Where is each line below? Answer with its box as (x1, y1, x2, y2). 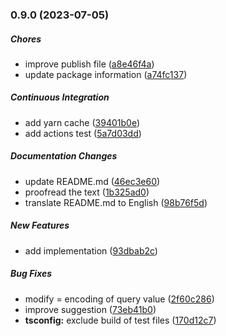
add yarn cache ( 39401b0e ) (24, 116, 140, 128)
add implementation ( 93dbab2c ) (24, 244, 158, 257)
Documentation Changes (10, 150, 118, 162)
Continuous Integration (10, 91, 110, 103)
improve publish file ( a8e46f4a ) (24, 58, 155, 70)
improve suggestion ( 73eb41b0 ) (24, 303, 157, 315)
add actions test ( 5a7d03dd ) (24, 127, 142, 139)
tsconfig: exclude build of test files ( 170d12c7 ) (24, 314, 217, 326)
